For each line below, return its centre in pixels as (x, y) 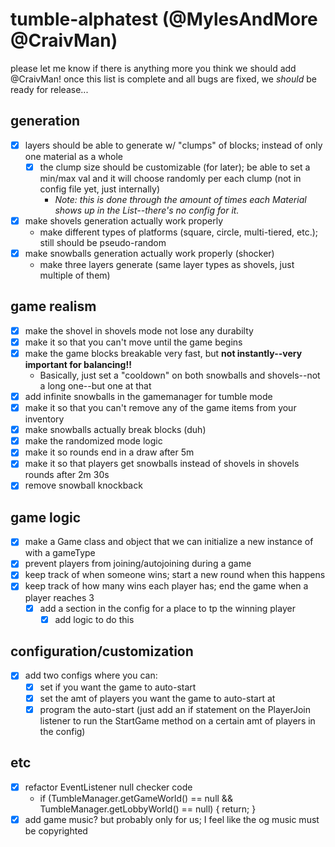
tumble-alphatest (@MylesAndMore (164, 19)
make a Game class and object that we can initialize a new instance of (169, 542)
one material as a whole (73, 156)
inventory (44, 419)
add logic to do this (94, 619)
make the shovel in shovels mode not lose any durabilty (139, 330)
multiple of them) (75, 275)
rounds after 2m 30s (67, 475)
